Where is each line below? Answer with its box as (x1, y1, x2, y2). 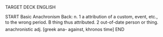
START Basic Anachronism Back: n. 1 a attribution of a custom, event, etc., (5, 14, 158, 19)
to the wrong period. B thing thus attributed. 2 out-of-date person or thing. (5, 19, 158, 25)
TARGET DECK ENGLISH (5, 4, 56, 10)
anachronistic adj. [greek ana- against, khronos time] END (5, 27, 124, 32)
